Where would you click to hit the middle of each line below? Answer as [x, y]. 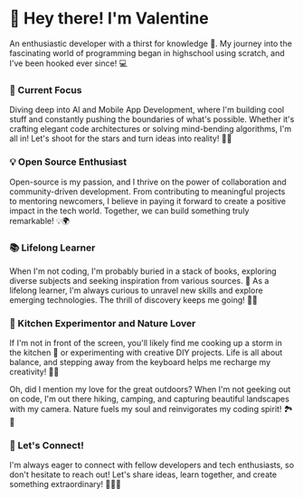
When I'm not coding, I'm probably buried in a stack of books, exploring [143, 271]
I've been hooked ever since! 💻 [69, 63]
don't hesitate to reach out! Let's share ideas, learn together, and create [143, 475]
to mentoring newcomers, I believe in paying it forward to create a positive [148, 201]
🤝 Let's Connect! [47, 446]
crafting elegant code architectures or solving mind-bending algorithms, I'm [151, 129]
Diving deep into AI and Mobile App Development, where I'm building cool [147, 110]
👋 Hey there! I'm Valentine [109, 19]
